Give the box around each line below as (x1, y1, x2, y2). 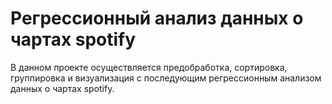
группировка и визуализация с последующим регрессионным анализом (10, 72, 322, 84)
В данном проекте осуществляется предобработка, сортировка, (10, 61, 288, 73)
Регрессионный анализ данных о (10, 7, 304, 30)
